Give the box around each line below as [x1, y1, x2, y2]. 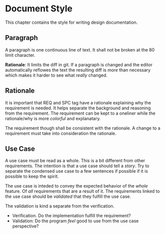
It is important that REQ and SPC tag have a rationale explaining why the [5, 99, 151, 105]
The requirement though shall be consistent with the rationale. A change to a [5, 125, 161, 131]
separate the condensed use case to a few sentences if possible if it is [5, 168, 148, 174]
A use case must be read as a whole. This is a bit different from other [5, 158, 145, 164]
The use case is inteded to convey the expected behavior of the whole [5, 183, 148, 189]
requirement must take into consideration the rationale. [5, 130, 117, 136]
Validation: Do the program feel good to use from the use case [12, 218, 139, 224]
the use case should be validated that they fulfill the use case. [5, 193, 132, 199]
